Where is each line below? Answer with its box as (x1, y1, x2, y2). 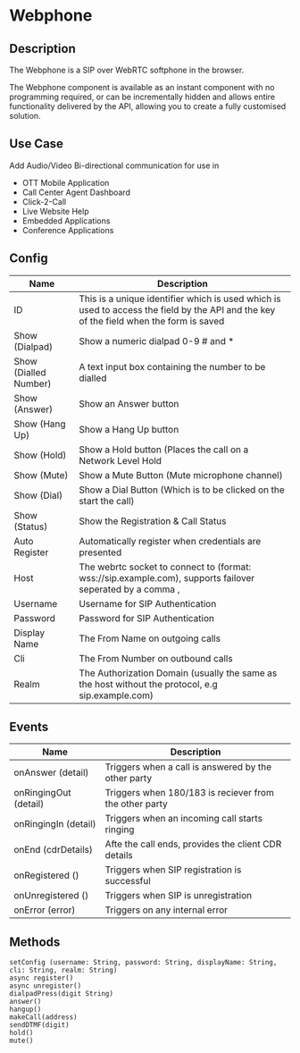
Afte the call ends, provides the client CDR (104, 838, 282, 850)
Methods (9, 934, 61, 949)
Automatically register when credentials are (79, 535, 262, 547)
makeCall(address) (9, 1013, 78, 1022)
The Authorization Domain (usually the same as (79, 667, 278, 679)
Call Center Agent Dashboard (21, 187, 131, 198)
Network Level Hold (79, 454, 162, 467)
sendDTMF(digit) (9, 1021, 70, 1030)
